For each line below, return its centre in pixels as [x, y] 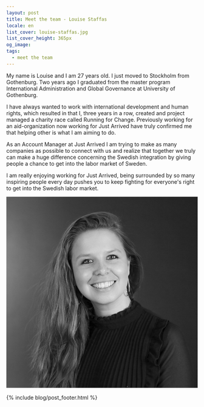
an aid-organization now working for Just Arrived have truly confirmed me [99, 126]
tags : [13, 52]
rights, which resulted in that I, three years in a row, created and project [96, 113]
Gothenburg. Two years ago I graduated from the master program [88, 82]
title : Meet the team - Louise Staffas [57, 19]
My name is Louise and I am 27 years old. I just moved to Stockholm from [98, 75]
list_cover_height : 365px [39, 39]
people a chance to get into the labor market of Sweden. [77, 163]
